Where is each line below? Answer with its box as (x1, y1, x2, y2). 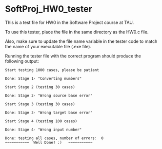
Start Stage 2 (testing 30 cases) (5, 84, 76, 90)
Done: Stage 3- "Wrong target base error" (5, 110, 93, 115)
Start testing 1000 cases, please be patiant (5, 67, 99, 73)
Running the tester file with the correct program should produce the (5, 53, 142, 59)
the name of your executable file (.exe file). (5, 43, 92, 49)
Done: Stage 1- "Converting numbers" (5, 76, 82, 81)
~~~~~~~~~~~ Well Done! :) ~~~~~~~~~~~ (5, 140, 93, 145)
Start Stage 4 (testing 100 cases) (5, 118, 78, 124)
